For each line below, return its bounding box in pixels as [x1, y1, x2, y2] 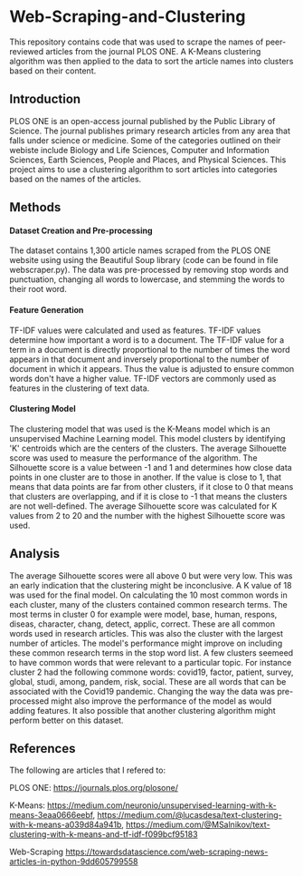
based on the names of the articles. [9, 173, 142, 184]
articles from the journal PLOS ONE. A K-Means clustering [44, 45, 261, 56]
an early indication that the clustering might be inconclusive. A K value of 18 [9, 579, 292, 590]
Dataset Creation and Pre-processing [9, 225, 153, 236]
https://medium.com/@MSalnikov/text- [126, 819, 270, 831]
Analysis [9, 546, 61, 561]
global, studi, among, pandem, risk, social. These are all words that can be [9, 676, 287, 686]
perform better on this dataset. [9, 715, 124, 725]
